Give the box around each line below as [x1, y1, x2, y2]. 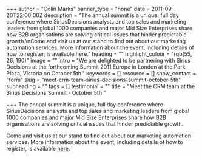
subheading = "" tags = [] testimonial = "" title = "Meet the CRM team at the [6, 83, 195, 90]
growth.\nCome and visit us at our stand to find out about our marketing [6, 38, 186, 44]
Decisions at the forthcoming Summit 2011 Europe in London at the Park [6, 63, 186, 70]
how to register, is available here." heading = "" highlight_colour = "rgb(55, [6, 50, 192, 57]
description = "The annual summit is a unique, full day [44, 12, 179, 19]
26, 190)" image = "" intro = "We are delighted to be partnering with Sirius [6, 57, 191, 64]
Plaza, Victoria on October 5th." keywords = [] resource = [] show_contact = [6, 70, 197, 77]
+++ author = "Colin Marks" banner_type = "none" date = [6, 5, 150, 12]
